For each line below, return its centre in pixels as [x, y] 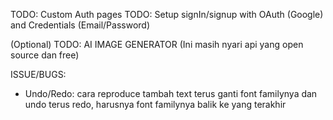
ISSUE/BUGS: [38, 74]
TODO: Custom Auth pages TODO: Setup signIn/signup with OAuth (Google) [167, 14]
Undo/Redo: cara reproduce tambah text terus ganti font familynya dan [171, 93]
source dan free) [45, 55]
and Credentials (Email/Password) [80, 25]
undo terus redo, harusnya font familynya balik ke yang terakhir [155, 104]
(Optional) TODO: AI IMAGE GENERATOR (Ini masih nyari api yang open [157, 44]
